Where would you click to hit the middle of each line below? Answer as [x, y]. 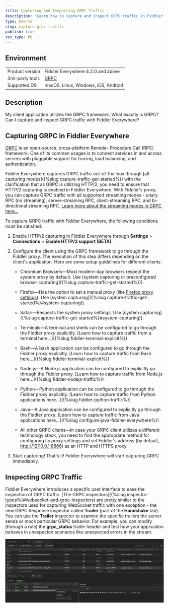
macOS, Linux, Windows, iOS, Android [84, 85]
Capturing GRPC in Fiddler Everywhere [67, 136]
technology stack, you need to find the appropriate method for [85, 435]
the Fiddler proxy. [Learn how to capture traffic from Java [79, 415]
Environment [26, 58]
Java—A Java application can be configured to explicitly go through [90, 410]
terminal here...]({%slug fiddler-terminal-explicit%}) [73, 339]
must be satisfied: [24, 226]
